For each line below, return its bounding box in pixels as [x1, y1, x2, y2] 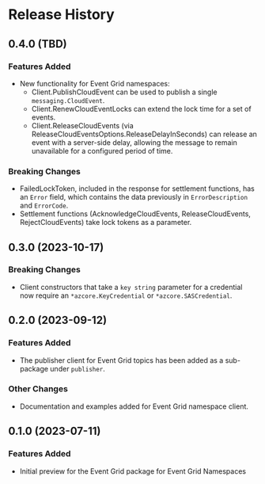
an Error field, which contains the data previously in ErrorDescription [19, 192, 248, 202]
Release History [8, 6, 115, 24]
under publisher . [50, 364, 105, 373]
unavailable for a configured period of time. [31, 146, 173, 155]
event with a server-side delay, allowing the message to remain [31, 137, 237, 147]
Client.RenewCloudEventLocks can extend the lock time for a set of [31, 104, 252, 113]
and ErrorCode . [19, 200, 69, 211]
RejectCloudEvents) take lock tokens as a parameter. [19, 218, 192, 227]
